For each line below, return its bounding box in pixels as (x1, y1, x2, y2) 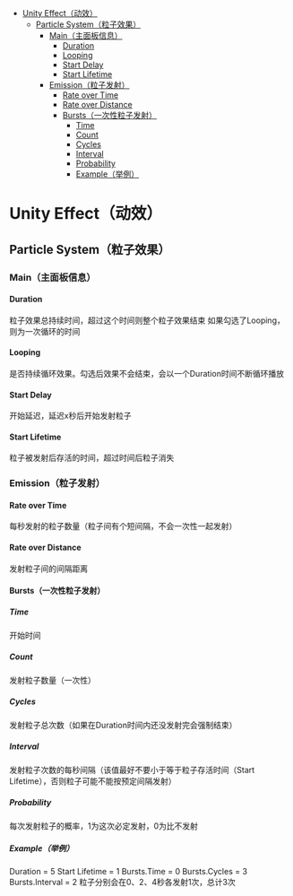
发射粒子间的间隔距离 (9, 563, 88, 574)
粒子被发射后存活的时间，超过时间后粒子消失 (9, 452, 175, 464)
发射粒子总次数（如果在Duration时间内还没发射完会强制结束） (9, 720, 237, 731)
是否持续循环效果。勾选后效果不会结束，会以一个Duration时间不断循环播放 (9, 368, 285, 378)
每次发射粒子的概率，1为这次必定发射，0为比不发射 (9, 821, 199, 831)
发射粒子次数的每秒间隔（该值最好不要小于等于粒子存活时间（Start (9, 765, 255, 776)
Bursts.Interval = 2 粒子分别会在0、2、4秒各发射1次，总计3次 (9, 877, 236, 888)
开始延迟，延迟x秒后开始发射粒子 (9, 411, 132, 422)
